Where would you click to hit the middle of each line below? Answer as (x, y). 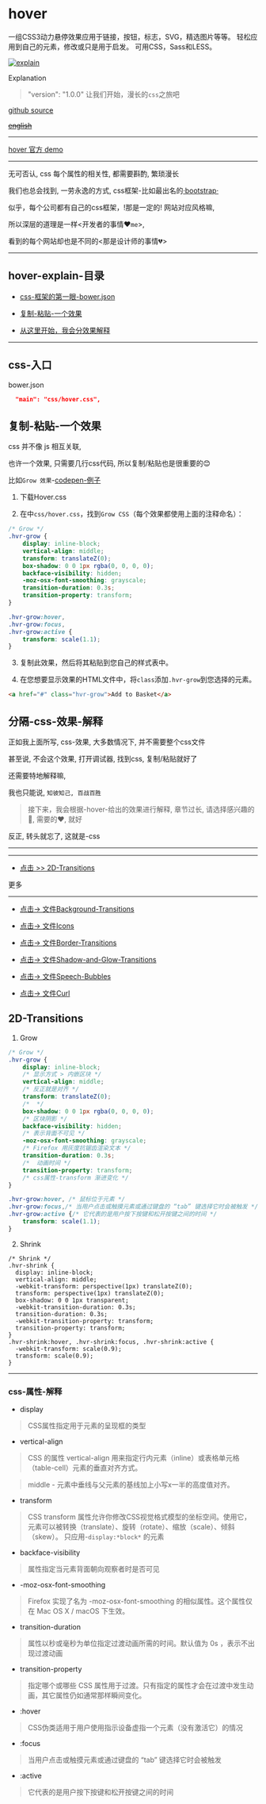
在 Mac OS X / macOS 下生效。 (78, 1611)
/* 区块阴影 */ (45, 1119)
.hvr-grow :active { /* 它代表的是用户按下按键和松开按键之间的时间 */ (113, 1215)
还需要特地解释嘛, (37, 775)
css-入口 (30, 365)
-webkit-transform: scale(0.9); (69, 1349)
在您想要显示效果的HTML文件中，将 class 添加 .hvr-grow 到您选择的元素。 (138, 680)
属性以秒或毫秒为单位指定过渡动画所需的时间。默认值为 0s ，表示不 (137, 1644)
